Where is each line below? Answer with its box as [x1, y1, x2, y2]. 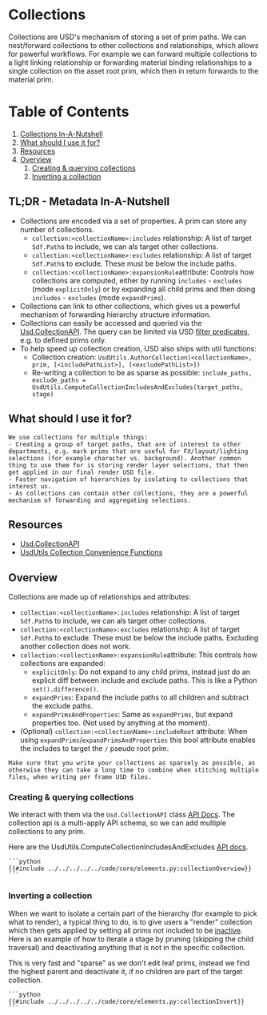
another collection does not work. [19, 642, 131, 652]
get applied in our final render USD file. [8, 468, 156, 476]
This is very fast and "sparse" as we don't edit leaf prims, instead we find [8, 958, 250, 968]
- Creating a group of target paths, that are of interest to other [8, 440, 241, 448]
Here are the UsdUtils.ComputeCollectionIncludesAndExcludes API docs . [8, 842, 249, 852]
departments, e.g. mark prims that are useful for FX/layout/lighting [8, 447, 249, 455]
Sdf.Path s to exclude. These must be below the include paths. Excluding [19, 633, 259, 643]
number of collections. [19, 224, 94, 234]
